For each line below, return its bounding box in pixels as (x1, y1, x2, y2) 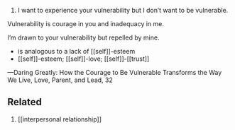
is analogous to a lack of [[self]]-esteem (17, 47, 136, 55)
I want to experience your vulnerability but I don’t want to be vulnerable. (17, 6, 229, 14)
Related (7, 96, 43, 108)
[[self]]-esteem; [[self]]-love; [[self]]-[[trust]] (17, 54, 150, 63)
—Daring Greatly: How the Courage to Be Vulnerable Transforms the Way (7, 69, 222, 76)
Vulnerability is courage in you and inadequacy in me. (7, 20, 165, 28)
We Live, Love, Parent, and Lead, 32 (7, 76, 114, 84)
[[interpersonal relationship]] (17, 114, 102, 123)
